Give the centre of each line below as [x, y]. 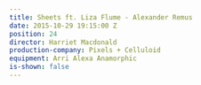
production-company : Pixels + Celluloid [85, 50]
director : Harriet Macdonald [63, 42]
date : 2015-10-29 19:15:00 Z [63, 26]
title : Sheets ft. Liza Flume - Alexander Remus [101, 17]
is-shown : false [39, 67]
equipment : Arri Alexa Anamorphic [73, 58]
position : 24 [33, 34]
